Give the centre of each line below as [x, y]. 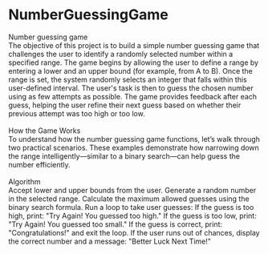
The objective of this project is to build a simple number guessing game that [134, 45]
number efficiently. [39, 164]
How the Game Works [45, 131]
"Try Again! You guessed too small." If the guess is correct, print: [116, 224]
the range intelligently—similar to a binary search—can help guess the [124, 156]
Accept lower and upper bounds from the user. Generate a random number [132, 190]
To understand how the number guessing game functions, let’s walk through [134, 139]
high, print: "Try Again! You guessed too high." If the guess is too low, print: [132, 216]
